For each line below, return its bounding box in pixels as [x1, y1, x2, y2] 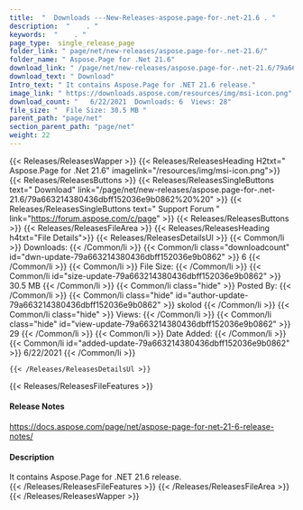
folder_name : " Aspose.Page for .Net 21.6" [9, 55, 176, 64]
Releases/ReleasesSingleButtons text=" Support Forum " [9, 203, 220, 214]
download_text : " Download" [9, 72, 115, 81]
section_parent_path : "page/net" [9, 123, 135, 132]
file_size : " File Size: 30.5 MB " [9, 106, 147, 115]
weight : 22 [9, 131, 50, 140]
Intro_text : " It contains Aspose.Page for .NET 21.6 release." [9, 80, 256, 89]
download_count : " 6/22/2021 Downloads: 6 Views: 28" [9, 97, 232, 107]
